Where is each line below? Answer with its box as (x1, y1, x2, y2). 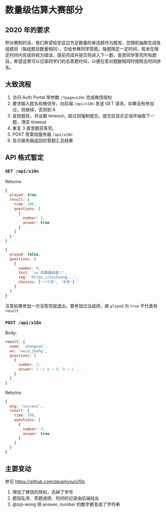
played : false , (9, 252, 41, 257)
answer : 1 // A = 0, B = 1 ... (18, 367, 83, 372)
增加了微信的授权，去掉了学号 (12, 489, 73, 495)
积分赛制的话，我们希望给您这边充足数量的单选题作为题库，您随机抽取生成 (5, 40, 157, 45)
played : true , (9, 193, 39, 197)
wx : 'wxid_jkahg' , (9, 349, 48, 354)
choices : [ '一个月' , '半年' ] (18, 279, 75, 284)
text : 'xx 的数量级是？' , (18, 270, 68, 276)
